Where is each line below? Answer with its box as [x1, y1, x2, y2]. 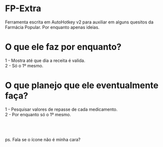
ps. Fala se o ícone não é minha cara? [5, 136, 81, 142]
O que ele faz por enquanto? [5, 42, 122, 53]
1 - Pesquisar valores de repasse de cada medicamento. [5, 106, 118, 112]
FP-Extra [5, 3, 41, 14]
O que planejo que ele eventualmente [5, 80, 159, 91]
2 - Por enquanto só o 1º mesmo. [5, 111, 72, 117]
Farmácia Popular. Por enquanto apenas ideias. [5, 24, 100, 30]
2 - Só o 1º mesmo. [5, 63, 44, 68]
